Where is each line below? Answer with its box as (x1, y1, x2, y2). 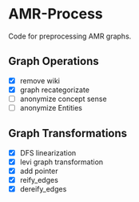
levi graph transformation (19, 157, 104, 167)
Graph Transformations (8, 127, 128, 140)
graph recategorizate (19, 85, 90, 95)
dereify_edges (19, 184, 67, 194)
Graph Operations (8, 55, 99, 68)
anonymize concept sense (19, 94, 107, 103)
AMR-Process (8, 5, 104, 23)
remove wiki (19, 75, 60, 85)
